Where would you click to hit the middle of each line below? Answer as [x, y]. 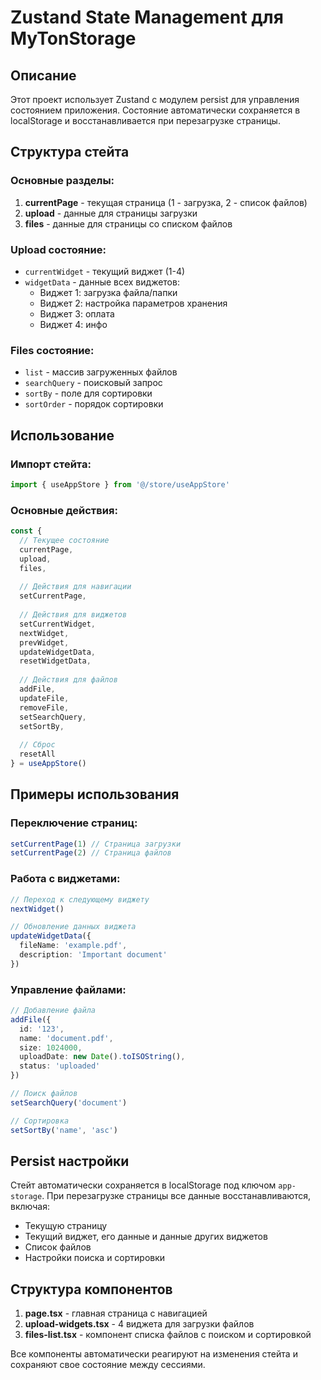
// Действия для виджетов [73, 615]
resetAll [37, 754]
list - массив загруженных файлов [101, 372]
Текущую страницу [66, 1226]
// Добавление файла [53, 1011]
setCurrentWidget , [58, 624]
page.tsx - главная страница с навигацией [116, 1313]
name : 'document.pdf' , [66, 1038]
